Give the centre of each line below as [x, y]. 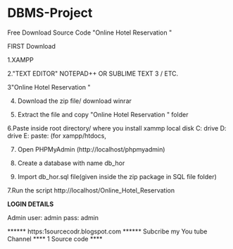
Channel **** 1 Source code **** [55, 238]
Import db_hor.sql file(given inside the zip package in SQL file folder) [117, 176]
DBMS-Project [50, 13]
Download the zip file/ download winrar [75, 101]
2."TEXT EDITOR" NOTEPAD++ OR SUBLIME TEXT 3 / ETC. [93, 73]
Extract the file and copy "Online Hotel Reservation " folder [103, 114]
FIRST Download [32, 46]
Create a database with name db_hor [71, 163]
